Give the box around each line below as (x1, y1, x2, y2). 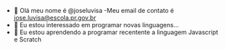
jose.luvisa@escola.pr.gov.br (13, 14, 96, 22)
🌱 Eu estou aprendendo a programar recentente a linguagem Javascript (13, 28, 219, 36)
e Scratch (13, 35, 42, 44)
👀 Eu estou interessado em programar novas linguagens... (13, 21, 179, 29)
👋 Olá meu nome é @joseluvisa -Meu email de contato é (13, 7, 174, 14)
